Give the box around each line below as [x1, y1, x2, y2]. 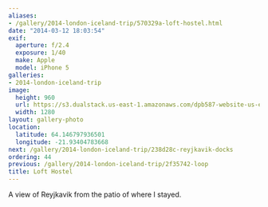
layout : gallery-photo [8, 116, 84, 124]
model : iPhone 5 [15, 64, 69, 72]
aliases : [8, 11, 37, 20]
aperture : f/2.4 [15, 42, 69, 50]
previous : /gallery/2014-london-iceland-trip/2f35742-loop [8, 161, 209, 169]
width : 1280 [15, 109, 56, 117]
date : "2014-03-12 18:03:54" [8, 26, 105, 34]
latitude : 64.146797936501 [15, 130, 105, 138]
